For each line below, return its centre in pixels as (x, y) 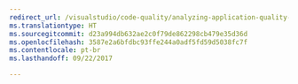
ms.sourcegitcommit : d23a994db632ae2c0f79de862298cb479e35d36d (129, 34)
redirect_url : (35, 17)
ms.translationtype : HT (53, 26)
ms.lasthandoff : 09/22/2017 (61, 58)
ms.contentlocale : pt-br (55, 50)
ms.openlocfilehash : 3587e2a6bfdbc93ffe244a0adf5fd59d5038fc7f (129, 42)
